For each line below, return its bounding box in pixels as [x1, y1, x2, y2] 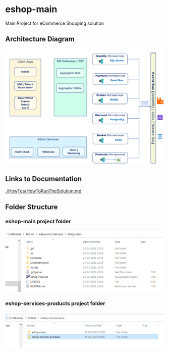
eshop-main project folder [5, 218, 71, 225]
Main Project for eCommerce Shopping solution [5, 20, 104, 26]
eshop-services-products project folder [5, 300, 105, 307]
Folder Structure [5, 203, 58, 211]
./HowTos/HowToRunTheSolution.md [5, 188, 82, 194]
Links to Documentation [5, 174, 82, 183]
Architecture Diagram [5, 35, 75, 43]
